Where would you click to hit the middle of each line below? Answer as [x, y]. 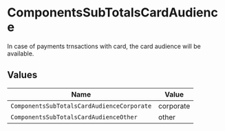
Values [22, 75]
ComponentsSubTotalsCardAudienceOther [74, 117]
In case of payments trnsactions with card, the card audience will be [104, 46]
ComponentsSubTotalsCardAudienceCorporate [81, 106]
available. [21, 53]
